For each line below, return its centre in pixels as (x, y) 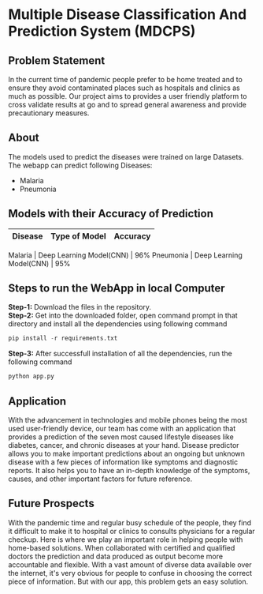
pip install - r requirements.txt (63, 338)
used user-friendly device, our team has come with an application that (122, 429)
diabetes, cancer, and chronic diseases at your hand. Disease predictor (124, 445)
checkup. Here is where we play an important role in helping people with (126, 539)
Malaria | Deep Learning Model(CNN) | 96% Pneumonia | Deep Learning (125, 255)
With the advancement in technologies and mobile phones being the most (128, 420)
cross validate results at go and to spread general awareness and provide (127, 105)
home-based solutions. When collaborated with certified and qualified (122, 547)
